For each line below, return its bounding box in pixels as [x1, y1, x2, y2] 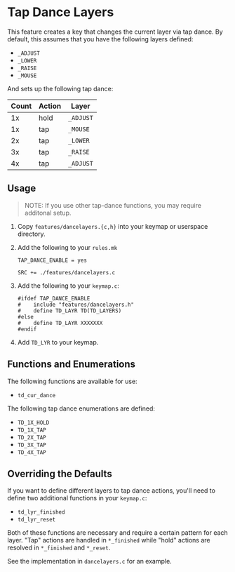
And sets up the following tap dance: [7, 84, 114, 93]
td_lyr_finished [17, 509, 65, 516]
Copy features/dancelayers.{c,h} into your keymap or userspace [17, 222, 208, 230]
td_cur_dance [17, 392, 56, 399]
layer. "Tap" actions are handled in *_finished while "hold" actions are [7, 536, 210, 545]
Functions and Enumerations [7, 359, 135, 371]
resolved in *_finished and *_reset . [7, 543, 111, 552]
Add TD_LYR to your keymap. [17, 338, 99, 346]
